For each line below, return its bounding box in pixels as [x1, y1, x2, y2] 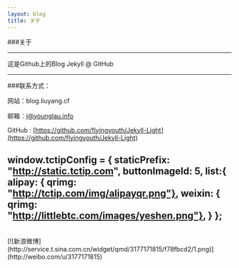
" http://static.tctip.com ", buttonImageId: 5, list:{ [7, 165, 227, 177]
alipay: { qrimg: [7, 176, 77, 188]
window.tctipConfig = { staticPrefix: [7, 154, 171, 166]
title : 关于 [7, 17, 41, 24]
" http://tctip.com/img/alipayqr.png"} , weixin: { [7, 187, 221, 200]
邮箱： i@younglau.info [7, 111, 74, 120]
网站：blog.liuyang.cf [7, 96, 70, 105]
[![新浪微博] [7, 237, 41, 246]
